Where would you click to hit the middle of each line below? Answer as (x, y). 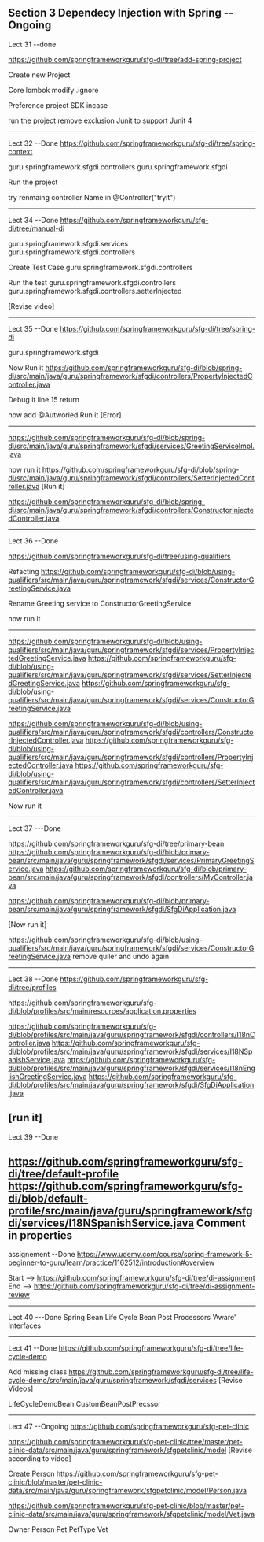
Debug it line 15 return (44, 399)
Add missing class (38, 1372)
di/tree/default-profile (64, 1174)
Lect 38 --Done (33, 979)
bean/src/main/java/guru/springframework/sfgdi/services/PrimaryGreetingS (131, 860)
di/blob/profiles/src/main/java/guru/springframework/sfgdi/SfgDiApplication (131, 1084)
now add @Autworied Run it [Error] (65, 415)
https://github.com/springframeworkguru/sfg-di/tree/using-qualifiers (119, 556)
